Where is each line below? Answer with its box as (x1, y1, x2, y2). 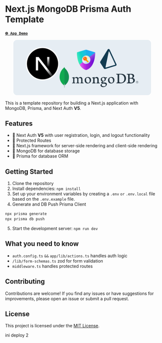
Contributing (5, 277, 45, 286)
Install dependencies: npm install (12, 185, 81, 192)
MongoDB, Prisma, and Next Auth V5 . (5, 105, 82, 111)
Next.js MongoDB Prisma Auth (5, 3, 132, 15)
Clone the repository (12, 181, 54, 186)
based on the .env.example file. (12, 196, 75, 202)
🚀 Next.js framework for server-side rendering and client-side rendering (12, 143, 158, 149)
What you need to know (5, 239, 79, 248)
